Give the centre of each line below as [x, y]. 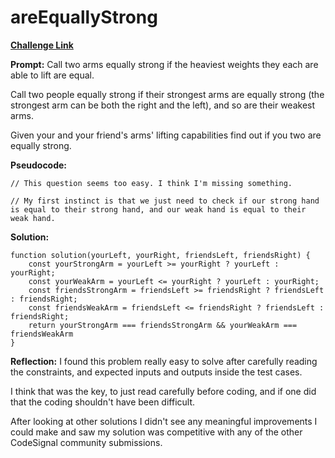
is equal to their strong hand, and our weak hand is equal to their [158, 209]
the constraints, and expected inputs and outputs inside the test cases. [156, 372]
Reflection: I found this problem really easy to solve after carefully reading [164, 361]
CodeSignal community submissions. [86, 442]
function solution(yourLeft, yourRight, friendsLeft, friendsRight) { [160, 255]
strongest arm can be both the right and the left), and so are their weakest [163, 105]
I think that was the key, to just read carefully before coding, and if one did [163, 391]
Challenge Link [42, 45]
